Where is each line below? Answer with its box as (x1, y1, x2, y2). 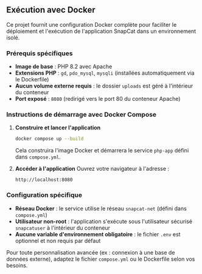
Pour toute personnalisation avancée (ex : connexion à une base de (6, 248, 175, 256)
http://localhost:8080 (15, 177, 73, 183)
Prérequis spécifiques (6, 49, 73, 57)
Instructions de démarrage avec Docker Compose (6, 111, 157, 119)
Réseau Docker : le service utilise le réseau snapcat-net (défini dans (15, 205, 187, 212)
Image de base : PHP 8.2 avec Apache (15, 63, 113, 70)
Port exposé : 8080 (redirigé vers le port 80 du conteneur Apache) (15, 95, 181, 103)
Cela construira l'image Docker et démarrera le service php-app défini (15, 147, 189, 154)
